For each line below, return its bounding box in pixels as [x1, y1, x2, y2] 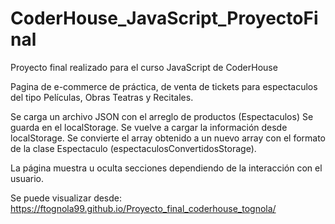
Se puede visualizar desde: [10, 192, 123, 204]
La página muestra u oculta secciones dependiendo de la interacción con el [10, 162, 323, 174]
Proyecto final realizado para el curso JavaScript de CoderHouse [10, 61, 278, 73]
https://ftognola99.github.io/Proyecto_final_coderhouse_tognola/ [10, 202, 277, 214]
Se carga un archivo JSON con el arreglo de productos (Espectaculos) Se [10, 110, 314, 122]
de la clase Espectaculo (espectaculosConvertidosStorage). [10, 142, 257, 154]
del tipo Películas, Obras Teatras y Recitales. [10, 91, 194, 103]
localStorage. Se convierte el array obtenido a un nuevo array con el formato [10, 132, 326, 144]
